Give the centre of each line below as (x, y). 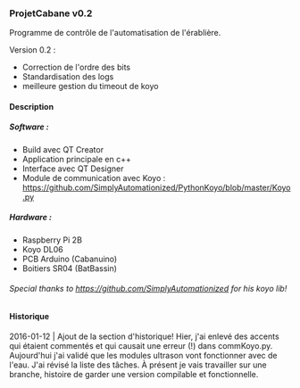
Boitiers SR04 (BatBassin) (70, 268)
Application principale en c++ (76, 159)
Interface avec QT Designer (73, 169)
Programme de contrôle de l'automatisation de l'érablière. (115, 33)
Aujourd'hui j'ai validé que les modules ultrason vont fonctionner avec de (143, 355)
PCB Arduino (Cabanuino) (70, 259)
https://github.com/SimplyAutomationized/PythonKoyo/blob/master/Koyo (157, 187)
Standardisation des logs (68, 77)
